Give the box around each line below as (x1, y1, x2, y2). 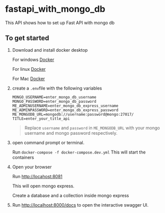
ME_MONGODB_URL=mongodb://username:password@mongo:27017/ (12, 112, 134, 117)
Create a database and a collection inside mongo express (12, 192, 129, 198)
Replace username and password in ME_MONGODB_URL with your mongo (24, 124, 160, 131)
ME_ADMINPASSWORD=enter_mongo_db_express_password (12, 107, 119, 113)
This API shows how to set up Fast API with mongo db (5, 20, 115, 26)
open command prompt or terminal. (12, 139, 85, 146)
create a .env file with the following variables (12, 85, 102, 91)
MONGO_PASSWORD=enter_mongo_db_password (12, 99, 97, 104)
